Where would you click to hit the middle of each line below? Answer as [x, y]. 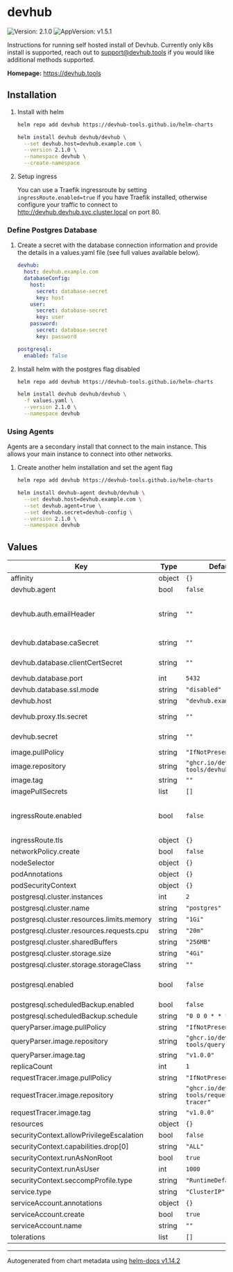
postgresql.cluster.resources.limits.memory [81, 920]
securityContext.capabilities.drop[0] [70, 1147]
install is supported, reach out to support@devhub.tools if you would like [111, 52]
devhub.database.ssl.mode [55, 690]
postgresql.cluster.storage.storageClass [76, 965]
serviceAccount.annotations [57, 1203]
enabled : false [46, 356]
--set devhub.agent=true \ [63, 505]
